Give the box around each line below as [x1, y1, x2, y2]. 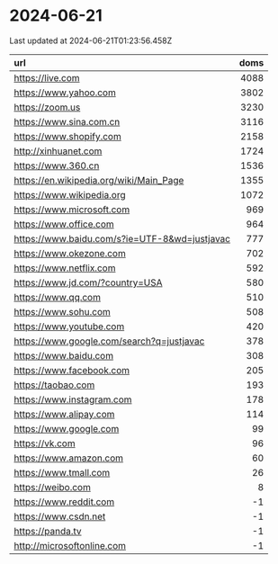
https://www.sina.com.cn [13, 115, 121, 128]
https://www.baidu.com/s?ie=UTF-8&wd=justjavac [13, 232, 231, 245]
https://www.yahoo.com [13, 86, 117, 99]
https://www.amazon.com [13, 452, 124, 464]
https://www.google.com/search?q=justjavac [13, 335, 205, 347]
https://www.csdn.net [13, 510, 106, 523]
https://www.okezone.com [13, 246, 126, 259]
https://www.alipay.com [13, 407, 115, 420]
